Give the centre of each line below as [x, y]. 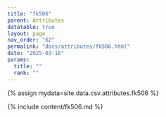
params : [19, 60]
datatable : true [31, 27]
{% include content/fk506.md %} [55, 106]
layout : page [26, 33]
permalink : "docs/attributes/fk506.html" [69, 47]
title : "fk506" [30, 14]
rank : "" [26, 73]
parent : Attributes [36, 20]
